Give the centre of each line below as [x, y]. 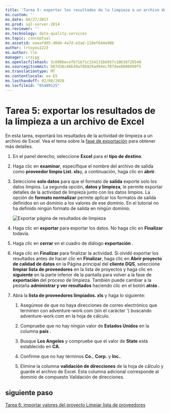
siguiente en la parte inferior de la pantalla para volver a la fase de [82, 274]
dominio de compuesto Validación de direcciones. [72, 377]
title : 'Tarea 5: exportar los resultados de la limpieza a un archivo [82, 10]
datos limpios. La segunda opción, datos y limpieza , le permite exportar [88, 186]
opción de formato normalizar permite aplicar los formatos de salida [84, 197]
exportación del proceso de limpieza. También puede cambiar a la [82, 280]
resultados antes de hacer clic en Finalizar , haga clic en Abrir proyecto [87, 258]
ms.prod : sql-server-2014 [32, 24]
